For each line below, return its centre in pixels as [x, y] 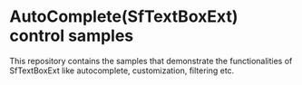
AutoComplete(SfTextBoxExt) [124, 17]
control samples [72, 36]
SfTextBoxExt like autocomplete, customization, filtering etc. [122, 71]
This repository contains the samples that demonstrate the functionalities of [151, 61]
